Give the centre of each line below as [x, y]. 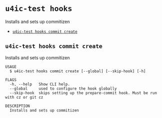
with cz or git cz [24, 97]
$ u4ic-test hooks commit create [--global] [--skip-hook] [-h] [78, 71]
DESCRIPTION [17, 106]
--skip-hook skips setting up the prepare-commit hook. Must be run [83, 93]
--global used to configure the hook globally [63, 89]
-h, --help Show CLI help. [40, 84]
